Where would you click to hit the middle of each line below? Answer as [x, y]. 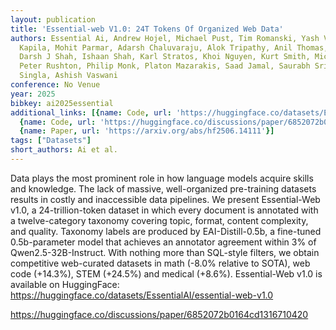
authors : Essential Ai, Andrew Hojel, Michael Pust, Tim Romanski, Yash [165, 38]
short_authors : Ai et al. [64, 150]
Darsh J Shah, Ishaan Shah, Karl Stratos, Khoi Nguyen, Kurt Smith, [165, 57]
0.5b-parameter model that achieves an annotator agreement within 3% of [163, 242]
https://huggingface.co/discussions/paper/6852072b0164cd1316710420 [159, 314]
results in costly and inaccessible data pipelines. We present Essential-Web [165, 199]
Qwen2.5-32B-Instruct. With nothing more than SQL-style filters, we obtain [165, 252]
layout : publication [53, 19]
